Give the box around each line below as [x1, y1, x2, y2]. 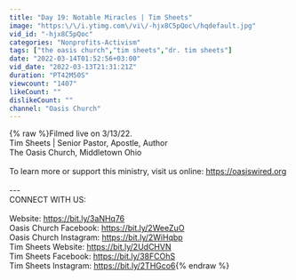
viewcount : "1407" [9, 79, 77, 88]
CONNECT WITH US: [9, 195, 87, 205]
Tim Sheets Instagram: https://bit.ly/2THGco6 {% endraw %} [9, 260, 229, 271]
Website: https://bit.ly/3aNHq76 [9, 213, 125, 224]
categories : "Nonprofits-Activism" [9, 37, 141, 47]
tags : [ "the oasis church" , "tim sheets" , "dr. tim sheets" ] [9, 46, 233, 55]
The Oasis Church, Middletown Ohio [9, 148, 142, 158]
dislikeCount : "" [9, 95, 74, 105]
